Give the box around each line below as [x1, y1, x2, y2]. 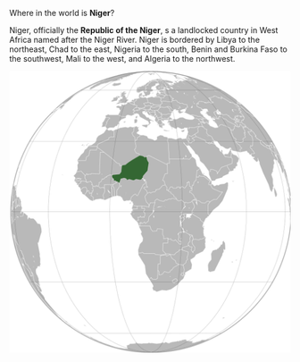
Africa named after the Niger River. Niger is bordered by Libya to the [9, 35, 261, 45]
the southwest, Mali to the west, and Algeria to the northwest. [9, 54, 236, 63]
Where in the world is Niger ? [9, 8, 115, 18]
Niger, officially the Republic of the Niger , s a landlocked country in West [9, 25, 279, 35]
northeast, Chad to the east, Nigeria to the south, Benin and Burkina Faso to [9, 44, 287, 55]
